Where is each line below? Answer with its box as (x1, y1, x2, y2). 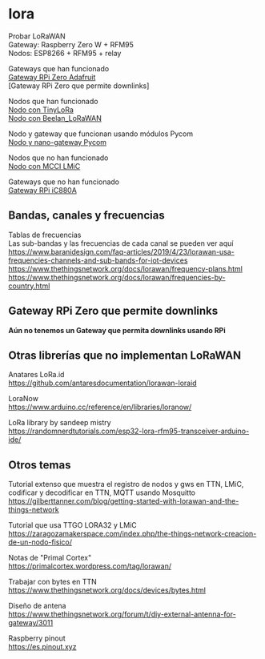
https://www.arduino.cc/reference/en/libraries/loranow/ (8, 402, 192, 412)
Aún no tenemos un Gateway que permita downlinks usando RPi (8, 325, 226, 335)
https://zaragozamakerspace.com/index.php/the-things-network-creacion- (8, 529, 257, 539)
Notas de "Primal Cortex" (8, 553, 92, 563)
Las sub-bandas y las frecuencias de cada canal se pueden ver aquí (8, 238, 234, 248)
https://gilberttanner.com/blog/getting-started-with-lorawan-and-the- (8, 496, 239, 506)
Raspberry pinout (8, 633, 66, 643)
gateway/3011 (8, 618, 54, 628)
